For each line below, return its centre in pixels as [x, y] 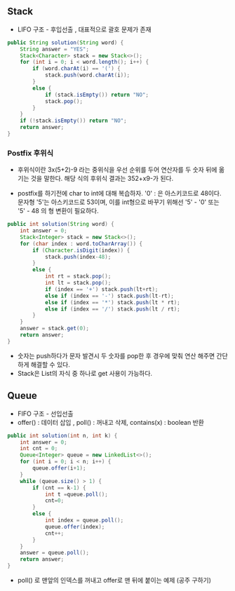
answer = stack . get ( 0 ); [55, 329]
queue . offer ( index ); [75, 527]
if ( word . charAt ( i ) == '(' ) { [76, 69]
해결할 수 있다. [50, 365]
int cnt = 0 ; [39, 449]
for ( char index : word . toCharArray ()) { [81, 244]
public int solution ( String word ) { [61, 224]
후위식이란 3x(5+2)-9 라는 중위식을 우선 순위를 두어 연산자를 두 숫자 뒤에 [117, 170]
